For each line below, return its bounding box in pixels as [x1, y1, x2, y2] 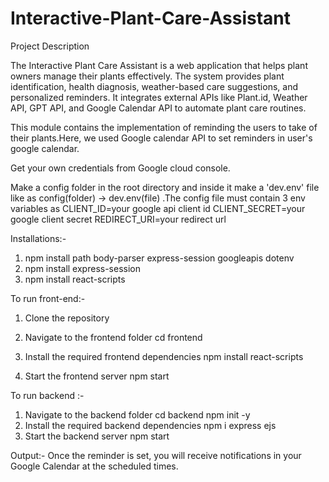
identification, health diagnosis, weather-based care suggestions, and [10, 80, 298, 92]
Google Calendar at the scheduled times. [10, 460, 179, 472]
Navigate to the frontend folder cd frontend [24, 331, 203, 343]
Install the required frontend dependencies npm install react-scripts [24, 350, 304, 362]
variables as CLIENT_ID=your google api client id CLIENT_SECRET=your [10, 202, 306, 214]
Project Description [10, 40, 90, 52]
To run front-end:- [10, 292, 86, 304]
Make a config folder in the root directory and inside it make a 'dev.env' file [10, 181, 320, 193]
